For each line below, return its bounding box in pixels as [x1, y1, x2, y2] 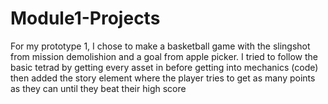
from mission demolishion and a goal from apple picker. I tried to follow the [10, 50, 319, 62]
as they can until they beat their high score [10, 82, 187, 94]
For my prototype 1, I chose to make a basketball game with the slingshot [10, 40, 311, 52]
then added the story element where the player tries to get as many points [10, 72, 316, 84]
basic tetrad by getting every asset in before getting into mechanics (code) [10, 61, 319, 73]
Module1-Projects [10, 7, 161, 30]
